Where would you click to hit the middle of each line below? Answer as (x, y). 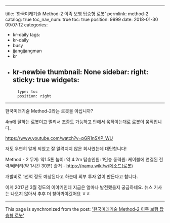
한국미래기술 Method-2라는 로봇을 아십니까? (49, 111)
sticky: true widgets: (46, 80)
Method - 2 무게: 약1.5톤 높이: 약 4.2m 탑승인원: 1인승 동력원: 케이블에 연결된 (82, 159)
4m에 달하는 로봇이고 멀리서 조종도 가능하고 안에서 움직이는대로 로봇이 (75, 122)
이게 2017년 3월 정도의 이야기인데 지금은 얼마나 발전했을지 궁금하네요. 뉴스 (79, 187)
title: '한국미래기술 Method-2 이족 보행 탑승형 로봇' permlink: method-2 (77, 14)
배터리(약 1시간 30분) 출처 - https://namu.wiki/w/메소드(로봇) (72, 166)
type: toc (28, 92)
